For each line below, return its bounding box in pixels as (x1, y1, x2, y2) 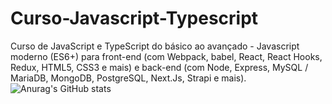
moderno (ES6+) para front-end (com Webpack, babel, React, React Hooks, (10, 50, 323, 62)
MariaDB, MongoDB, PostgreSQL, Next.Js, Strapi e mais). (10, 72, 247, 84)
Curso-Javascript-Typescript (10, 7, 259, 30)
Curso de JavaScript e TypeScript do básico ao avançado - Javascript (10, 40, 300, 52)
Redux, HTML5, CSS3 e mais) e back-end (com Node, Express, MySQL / (10, 61, 309, 73)
